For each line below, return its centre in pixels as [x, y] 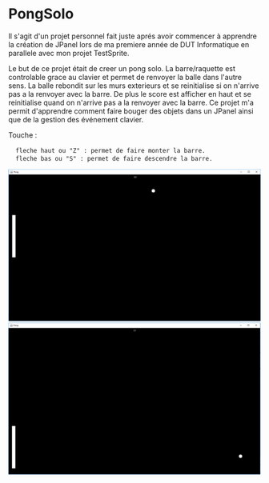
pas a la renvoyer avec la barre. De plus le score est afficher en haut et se [130, 94]
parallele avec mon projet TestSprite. [69, 53]
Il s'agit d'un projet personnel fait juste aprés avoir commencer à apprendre [133, 36]
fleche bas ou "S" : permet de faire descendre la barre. [114, 158]
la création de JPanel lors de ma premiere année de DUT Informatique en [129, 44]
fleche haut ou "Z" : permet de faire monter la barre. [110, 150]
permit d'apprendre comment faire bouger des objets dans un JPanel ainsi [131, 111]
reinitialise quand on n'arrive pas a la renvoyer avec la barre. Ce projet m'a [131, 102]
